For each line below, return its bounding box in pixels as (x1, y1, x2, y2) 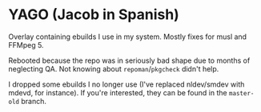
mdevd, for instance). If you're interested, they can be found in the (8, 87, 227, 97)
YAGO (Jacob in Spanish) (8, 6, 180, 24)
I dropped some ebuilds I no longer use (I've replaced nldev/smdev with (8, 79, 245, 89)
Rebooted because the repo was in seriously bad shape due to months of (8, 56, 251, 65)
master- (228, 89, 255, 97)
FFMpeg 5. (8, 40, 44, 49)
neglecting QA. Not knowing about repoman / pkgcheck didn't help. (8, 64, 219, 73)
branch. (21, 96, 46, 106)
